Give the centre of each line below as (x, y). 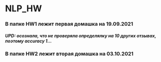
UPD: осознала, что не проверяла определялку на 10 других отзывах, (80, 35)
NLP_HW (24, 9)
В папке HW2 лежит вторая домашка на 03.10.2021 (69, 54)
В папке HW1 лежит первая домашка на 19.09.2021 (69, 24)
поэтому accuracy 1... (28, 41)
